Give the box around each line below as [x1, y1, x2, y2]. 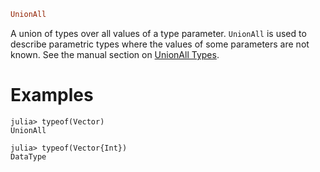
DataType [10, 151, 47, 162]
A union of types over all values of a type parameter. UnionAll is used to [10, 27, 307, 39]
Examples [10, 84, 94, 107]
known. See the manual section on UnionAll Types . [10, 48, 220, 60]
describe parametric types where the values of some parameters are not [10, 38, 310, 50]
